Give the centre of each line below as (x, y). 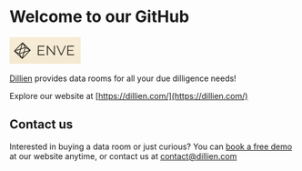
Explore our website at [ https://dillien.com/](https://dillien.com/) (129, 96)
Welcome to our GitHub (99, 17)
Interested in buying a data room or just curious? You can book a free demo (151, 146)
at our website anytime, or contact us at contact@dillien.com (123, 156)
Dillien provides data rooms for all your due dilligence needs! (123, 78)
